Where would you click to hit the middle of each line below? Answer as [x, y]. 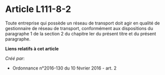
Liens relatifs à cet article [32, 48]
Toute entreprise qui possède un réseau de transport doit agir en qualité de [82, 23]
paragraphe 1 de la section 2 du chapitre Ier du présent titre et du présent [81, 33]
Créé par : [15, 58]
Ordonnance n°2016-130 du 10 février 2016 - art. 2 [64, 68]
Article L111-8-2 [38, 9]
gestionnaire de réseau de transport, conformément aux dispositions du [79, 28]
